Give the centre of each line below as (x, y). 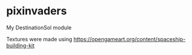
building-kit (21, 45)
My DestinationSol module (39, 27)
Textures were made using (39, 39)
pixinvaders (37, 11)
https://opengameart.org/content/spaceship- (130, 39)
